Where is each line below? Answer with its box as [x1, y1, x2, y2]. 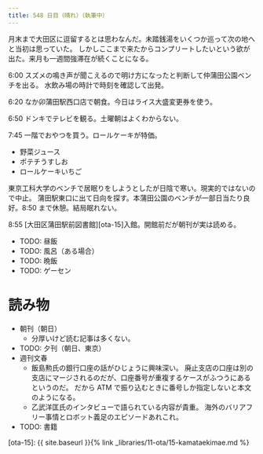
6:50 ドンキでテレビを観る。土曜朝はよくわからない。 [8, 113, 183, 123]
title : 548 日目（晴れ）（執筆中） [8, 11, 108, 20]
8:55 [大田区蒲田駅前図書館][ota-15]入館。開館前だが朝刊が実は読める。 [8, 219, 241, 229]
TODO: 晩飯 [19, 256, 57, 265]
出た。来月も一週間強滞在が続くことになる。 [8, 53, 153, 63]
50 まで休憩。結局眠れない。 [27, 203, 122, 212]
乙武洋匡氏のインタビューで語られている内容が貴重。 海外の [31, 402, 226, 412]
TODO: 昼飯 [19, 236, 57, 246]
